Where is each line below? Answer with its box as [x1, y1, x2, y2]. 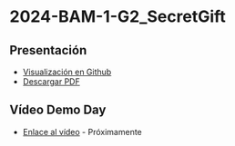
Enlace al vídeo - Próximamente [22, 126, 143, 137]
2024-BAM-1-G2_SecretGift [9, 6, 226, 27]
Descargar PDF [22, 76, 80, 87]
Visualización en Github [22, 66, 112, 77]
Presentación [9, 43, 87, 58]
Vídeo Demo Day [9, 102, 107, 118]
